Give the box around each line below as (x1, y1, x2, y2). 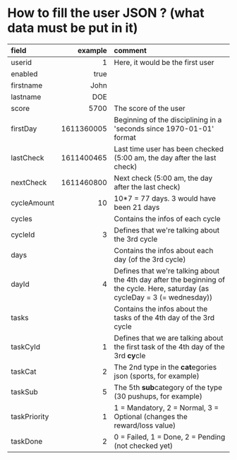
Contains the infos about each (114, 245, 214, 255)
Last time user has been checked (114, 143, 224, 153)
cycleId (11, 230, 35, 240)
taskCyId (11, 341, 41, 351)
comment (114, 45, 147, 55)
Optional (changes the (114, 411, 188, 421)
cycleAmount (11, 198, 55, 208)
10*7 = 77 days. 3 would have (114, 193, 217, 203)
